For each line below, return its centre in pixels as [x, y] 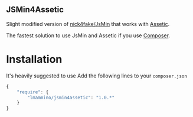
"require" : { [33, 92]
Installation [34, 59]
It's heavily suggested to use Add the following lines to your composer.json [97, 76]
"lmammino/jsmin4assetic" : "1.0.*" [71, 97]
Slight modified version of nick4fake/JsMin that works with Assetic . [88, 24]
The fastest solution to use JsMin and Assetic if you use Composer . [88, 35]
